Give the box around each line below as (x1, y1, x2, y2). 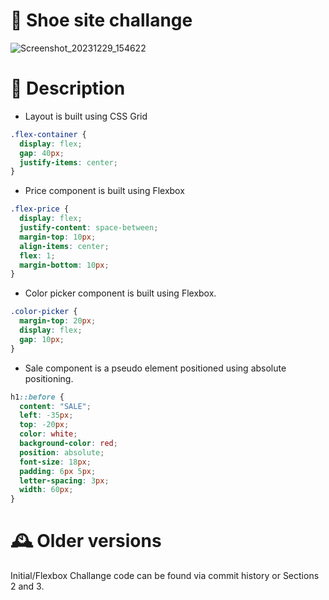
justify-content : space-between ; (19, 223, 159, 233)
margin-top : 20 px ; (19, 316, 97, 326)
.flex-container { (10, 129, 87, 139)
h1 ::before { (10, 392, 65, 402)
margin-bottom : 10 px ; (19, 260, 110, 270)
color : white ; (19, 429, 78, 439)
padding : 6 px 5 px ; (19, 466, 97, 476)
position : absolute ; (19, 447, 105, 458)
